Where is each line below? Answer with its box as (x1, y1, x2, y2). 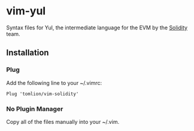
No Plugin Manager (6, 105, 63, 113)
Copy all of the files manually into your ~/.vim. (6, 118, 120, 125)
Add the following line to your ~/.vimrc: (6, 79, 102, 86)
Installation (6, 48, 49, 58)
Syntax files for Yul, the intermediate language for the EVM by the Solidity (6, 24, 187, 31)
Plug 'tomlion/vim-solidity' (6, 91, 79, 97)
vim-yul (6, 4, 46, 18)
